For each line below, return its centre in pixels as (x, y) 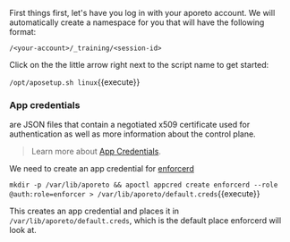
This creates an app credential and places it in (94, 211)
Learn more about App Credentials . (96, 152)
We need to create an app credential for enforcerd (102, 169)
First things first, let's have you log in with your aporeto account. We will (142, 13)
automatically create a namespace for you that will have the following (137, 22)
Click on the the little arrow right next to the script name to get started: (139, 65)
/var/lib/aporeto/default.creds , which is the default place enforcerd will (145, 221)
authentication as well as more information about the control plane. (133, 134)
